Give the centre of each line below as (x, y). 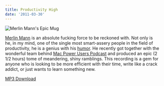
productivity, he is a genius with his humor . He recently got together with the (82, 48)
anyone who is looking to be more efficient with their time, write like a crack (81, 64)
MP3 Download (21, 79)
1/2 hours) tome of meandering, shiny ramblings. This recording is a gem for (82, 58)
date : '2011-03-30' (25, 14)
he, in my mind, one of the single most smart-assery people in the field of (79, 43)
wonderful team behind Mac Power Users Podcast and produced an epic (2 (81, 53)
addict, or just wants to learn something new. (50, 69)
